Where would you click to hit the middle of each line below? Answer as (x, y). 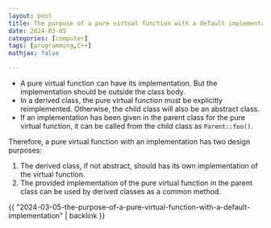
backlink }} (87, 216)
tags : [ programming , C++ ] (50, 46)
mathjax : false (34, 53)
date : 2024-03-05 (38, 31)
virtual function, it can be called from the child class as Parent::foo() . (136, 126)
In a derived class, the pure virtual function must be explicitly (121, 100)
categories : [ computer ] (48, 38)
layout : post (30, 16)
